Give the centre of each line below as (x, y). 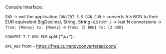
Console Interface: (24, 7)
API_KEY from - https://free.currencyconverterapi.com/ (61, 46)
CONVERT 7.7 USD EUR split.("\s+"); (40, 37)
